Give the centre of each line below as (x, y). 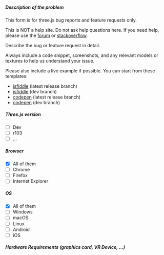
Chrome (21, 170)
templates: (16, 76)
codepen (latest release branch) (47, 97)
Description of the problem (35, 7)
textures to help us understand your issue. (50, 61)
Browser (15, 151)
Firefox (20, 175)
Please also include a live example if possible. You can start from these (80, 71)
